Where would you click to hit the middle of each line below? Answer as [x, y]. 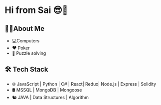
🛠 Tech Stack [26, 69]
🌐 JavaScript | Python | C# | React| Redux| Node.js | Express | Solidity [84, 84]
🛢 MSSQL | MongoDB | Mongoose [47, 90]
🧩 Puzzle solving [29, 53]
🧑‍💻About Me [25, 29]
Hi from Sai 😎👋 [36, 10]
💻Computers [26, 41]
